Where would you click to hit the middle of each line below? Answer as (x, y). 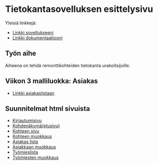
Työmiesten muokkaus (35, 158)
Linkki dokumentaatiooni (38, 38)
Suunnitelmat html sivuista (48, 109)
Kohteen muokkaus (32, 136)
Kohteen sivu (26, 131)
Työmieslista (25, 152)
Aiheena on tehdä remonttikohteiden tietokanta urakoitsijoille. (68, 65)
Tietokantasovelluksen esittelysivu (79, 9)
